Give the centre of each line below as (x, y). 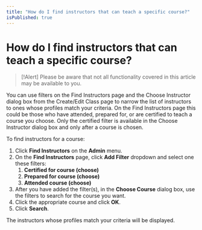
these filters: (30, 163)
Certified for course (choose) (62, 170)
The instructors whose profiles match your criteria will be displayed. (90, 220)
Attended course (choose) (58, 183)
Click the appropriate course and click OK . (68, 202)
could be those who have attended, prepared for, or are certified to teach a (99, 114)
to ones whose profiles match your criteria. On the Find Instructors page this (101, 108)
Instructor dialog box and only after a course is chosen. (75, 127)
